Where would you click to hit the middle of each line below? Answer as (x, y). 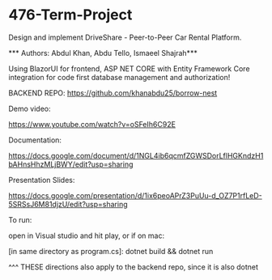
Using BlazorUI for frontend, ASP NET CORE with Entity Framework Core (129, 68)
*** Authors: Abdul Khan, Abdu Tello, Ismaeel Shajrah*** (103, 53)
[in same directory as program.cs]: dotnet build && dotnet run (111, 251)
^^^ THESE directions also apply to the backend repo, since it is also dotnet (134, 267)
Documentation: (35, 140)
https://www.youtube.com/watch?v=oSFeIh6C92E (92, 124)
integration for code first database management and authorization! (119, 77)
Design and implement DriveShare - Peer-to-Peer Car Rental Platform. (125, 37)
